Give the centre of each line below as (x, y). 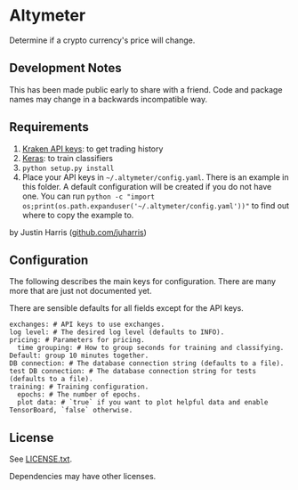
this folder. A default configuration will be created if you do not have (147, 186)
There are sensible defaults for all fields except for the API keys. (127, 308)
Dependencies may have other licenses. (83, 477)
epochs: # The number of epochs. (79, 395)
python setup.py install (68, 168)
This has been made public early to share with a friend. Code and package (146, 89)
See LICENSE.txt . (41, 459)
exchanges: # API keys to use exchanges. (87, 325)
